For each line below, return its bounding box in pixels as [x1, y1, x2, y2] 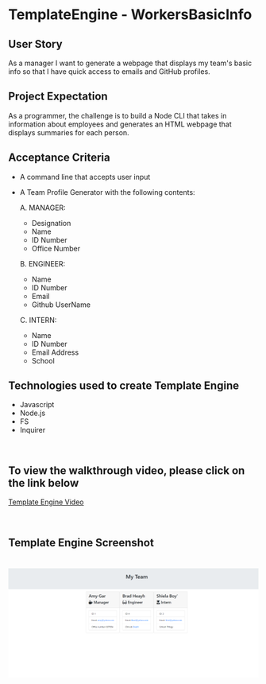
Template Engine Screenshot [8, 535, 155, 550]
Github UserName [31, 300, 91, 309]
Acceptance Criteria [8, 151, 110, 165]
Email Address [31, 348, 79, 357]
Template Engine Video [8, 497, 84, 507]
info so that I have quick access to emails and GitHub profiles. [8, 67, 210, 76]
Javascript [19, 400, 55, 410]
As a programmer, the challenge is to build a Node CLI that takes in [8, 111, 227, 120]
